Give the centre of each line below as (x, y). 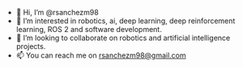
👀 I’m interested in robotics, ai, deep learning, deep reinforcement (126, 21)
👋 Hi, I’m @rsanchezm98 (57, 12)
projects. (31, 46)
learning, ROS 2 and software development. (89, 29)
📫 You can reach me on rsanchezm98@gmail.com (101, 55)
